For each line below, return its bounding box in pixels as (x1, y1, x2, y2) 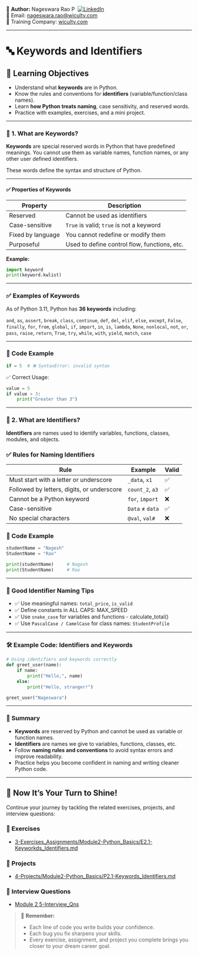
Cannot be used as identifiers (65, 211, 147, 219)
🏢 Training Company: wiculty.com (6, 18, 88, 25)
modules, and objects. (6, 435, 60, 443)
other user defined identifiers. (6, 156, 78, 163)
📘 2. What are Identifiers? (6, 416, 81, 424)
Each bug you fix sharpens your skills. (29, 930, 122, 937)
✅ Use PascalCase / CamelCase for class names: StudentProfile (14, 620, 170, 627)
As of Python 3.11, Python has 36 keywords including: (6, 305, 137, 312)
